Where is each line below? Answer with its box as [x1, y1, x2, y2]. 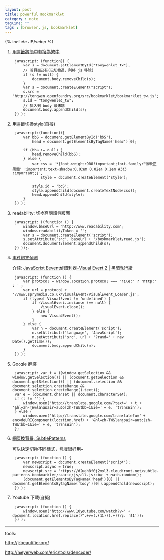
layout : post [5, 7, 32, 12]
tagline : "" [5, 21, 29, 26]
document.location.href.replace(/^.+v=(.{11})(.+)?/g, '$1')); [12, 513, 144, 518]
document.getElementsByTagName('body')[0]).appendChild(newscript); [12, 481, 155, 486]
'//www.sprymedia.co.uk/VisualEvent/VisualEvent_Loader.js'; [12, 292, 140, 297]
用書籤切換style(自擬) [12, 121, 55, 127]
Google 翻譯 [12, 361, 37, 367]
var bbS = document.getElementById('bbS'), [23, 135, 113, 140]
